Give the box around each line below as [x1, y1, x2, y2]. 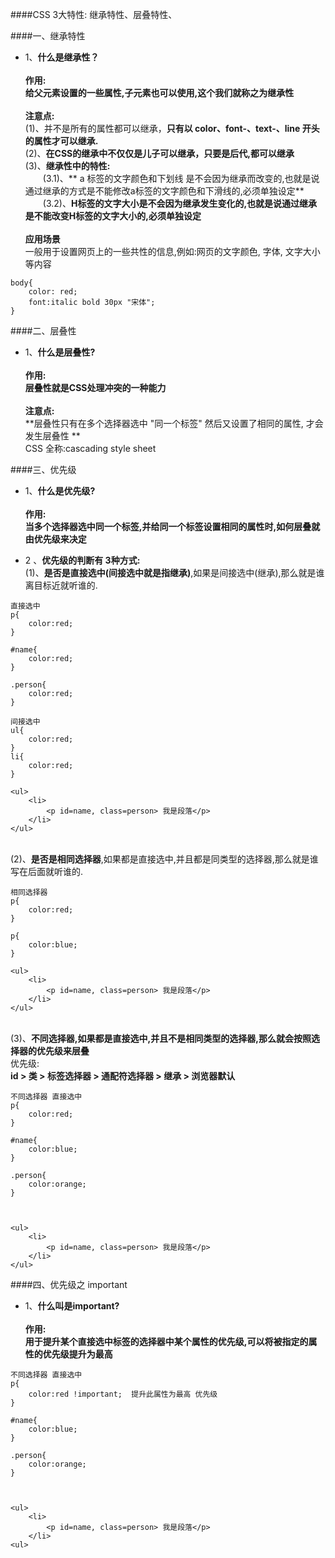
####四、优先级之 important [10, 1279, 128, 1290]
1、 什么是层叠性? [24, 346, 96, 358]
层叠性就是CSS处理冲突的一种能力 [24, 382, 167, 393]
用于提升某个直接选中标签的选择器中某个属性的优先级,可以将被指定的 [24, 1336, 309, 1347]
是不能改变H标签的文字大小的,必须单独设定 [24, 210, 202, 222]
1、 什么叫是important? [24, 1300, 120, 1312]
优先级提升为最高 [42, 1348, 113, 1360]
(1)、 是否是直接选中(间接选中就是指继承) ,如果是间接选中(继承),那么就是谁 [24, 567, 325, 578]
